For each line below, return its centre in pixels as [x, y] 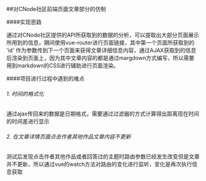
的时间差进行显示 [28, 122]
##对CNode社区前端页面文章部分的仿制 [56, 9]
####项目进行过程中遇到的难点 [45, 79]
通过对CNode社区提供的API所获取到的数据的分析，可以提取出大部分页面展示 [103, 35]
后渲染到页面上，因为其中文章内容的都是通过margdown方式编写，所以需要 [101, 58]
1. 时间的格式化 [25, 94]
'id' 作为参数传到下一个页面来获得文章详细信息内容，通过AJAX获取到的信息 [101, 50]
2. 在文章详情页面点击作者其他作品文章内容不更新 [69, 136]
